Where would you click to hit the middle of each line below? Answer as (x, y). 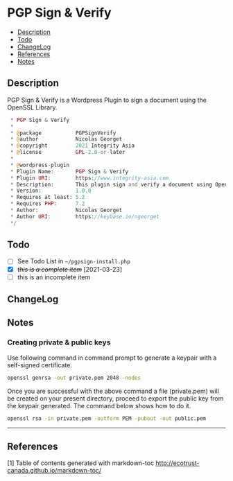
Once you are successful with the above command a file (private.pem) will (113, 391)
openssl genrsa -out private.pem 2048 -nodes (74, 378)
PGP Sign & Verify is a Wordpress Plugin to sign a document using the (107, 100)
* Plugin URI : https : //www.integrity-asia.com (89, 178)
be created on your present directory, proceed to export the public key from (115, 398)
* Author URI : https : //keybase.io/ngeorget (85, 216)
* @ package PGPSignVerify (63, 133)
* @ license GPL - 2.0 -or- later (68, 152)
